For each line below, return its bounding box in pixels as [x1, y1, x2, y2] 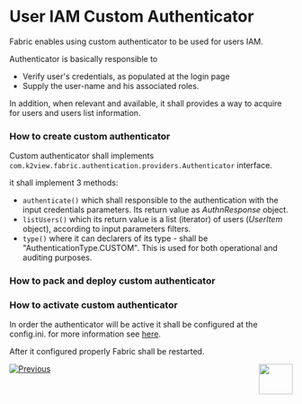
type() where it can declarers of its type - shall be [22, 233, 209, 244]
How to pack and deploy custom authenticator [9, 274, 216, 287]
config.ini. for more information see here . [9, 328, 162, 339]
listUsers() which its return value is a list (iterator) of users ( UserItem [22, 214, 283, 225]
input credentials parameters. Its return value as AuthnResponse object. [22, 204, 289, 215]
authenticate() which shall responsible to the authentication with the [22, 195, 279, 206]
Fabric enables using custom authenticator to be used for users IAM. [9, 36, 263, 47]
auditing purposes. [22, 252, 93, 263]
